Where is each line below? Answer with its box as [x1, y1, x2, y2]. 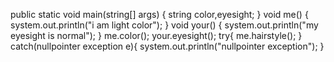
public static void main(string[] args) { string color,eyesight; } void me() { [10, 9, 309, 20]
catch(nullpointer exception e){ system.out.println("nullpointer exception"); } [10, 40, 325, 52]
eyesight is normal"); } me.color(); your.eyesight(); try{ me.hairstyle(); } [10, 30, 303, 41]
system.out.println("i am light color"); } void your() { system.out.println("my [10, 19, 319, 31]
